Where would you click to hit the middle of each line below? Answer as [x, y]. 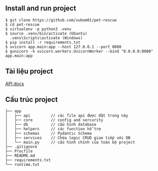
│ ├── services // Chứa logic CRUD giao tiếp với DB [68, 138]
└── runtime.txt [22, 165]
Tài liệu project [29, 72]
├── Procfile [19, 151]
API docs [15, 83]
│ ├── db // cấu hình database [51, 125]
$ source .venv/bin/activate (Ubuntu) [46, 33]
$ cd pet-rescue [22, 24]
